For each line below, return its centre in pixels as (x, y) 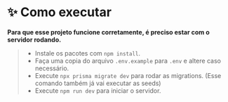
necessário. (52, 68)
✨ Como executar (60, 12)
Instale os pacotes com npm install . (88, 53)
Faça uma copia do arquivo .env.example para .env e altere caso (128, 60)
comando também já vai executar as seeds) (98, 83)
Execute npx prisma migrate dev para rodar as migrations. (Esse (128, 75)
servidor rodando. (34, 39)
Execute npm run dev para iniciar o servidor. (98, 90)
